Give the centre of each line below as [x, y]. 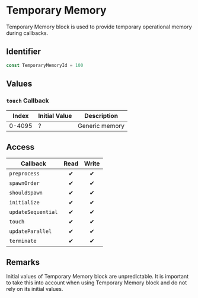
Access [20, 147]
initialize [24, 203]
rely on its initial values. [35, 289]
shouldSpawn [26, 193]
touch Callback [28, 100]
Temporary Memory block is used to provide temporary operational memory [99, 27]
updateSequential [33, 212]
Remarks [23, 262]
